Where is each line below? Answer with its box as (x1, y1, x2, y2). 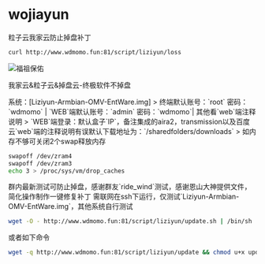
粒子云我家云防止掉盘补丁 (8, 32, 91, 42)
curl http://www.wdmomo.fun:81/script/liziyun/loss (8, 48, 181, 56)
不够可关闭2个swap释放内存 (14, 136, 106, 146)
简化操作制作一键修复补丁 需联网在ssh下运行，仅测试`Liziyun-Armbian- (8, 191, 240, 202)
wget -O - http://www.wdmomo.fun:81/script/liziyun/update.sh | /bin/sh (8, 218, 252, 225)
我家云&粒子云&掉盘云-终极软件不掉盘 (8, 80, 132, 90)
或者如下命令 (8, 232, 50, 242)
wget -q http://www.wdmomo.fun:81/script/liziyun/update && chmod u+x (8, 248, 245, 257)
